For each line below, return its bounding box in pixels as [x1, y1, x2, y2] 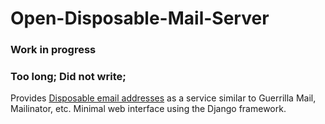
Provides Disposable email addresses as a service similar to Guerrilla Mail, [10, 92, 317, 104]
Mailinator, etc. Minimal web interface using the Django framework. [10, 103, 287, 115]
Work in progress [10, 43, 97, 57]
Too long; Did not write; [10, 70, 127, 84]
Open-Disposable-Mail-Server [10, 7, 270, 30]
